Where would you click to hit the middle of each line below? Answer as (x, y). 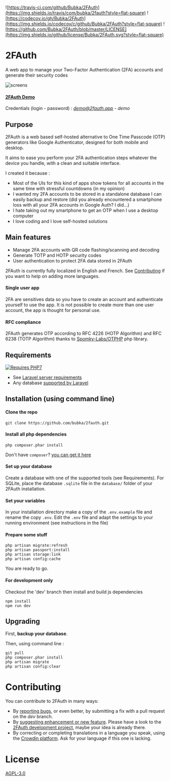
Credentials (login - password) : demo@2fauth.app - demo (68, 108)
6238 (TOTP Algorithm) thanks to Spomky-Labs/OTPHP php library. (77, 339)
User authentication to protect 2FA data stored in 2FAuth (72, 261)
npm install (18, 601)
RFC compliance (23, 322)
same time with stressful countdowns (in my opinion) (69, 188)
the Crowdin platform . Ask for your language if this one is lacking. (82, 738)
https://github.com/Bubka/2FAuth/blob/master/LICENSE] (67, 29)
